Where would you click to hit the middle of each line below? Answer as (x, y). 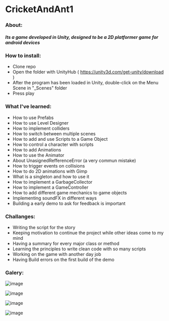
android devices (23, 42)
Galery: (15, 273)
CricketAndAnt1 (39, 9)
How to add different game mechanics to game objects (70, 192)
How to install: (23, 56)
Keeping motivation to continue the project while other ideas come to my (88, 233)
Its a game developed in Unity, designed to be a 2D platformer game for (82, 37)
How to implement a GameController (50, 187)
